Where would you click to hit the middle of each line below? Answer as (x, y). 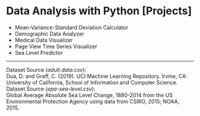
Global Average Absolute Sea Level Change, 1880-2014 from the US (90, 95)
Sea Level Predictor (39, 52)
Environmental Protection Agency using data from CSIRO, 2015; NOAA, (93, 101)
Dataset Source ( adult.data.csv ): (46, 70)
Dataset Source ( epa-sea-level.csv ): (51, 89)
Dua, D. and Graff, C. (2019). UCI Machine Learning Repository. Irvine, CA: (97, 76)
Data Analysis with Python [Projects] (99, 11)
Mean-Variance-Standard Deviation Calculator (71, 27)
